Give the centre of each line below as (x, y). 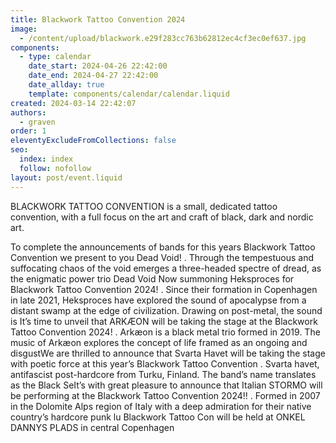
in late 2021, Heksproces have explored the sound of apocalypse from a (158, 300)
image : (24, 29)
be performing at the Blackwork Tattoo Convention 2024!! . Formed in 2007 (165, 395)
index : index (46, 159)
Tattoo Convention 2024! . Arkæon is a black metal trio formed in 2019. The (165, 332)
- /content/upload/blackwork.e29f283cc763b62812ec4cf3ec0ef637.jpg (163, 38)
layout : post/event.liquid (66, 177)
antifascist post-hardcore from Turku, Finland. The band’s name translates (163, 374)
